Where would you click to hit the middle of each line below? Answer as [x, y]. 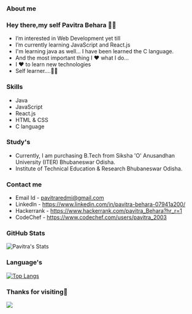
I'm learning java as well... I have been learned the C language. [94, 52]
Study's [18, 142]
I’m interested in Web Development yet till [68, 39]
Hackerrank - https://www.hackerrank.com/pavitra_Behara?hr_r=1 [98, 211]
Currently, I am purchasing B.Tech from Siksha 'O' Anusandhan [95, 155]
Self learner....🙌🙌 [36, 71]
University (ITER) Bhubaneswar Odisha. [65, 162]
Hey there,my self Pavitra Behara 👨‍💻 [61, 25]
